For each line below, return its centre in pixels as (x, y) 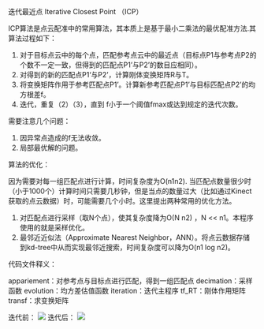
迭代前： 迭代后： (42, 317)
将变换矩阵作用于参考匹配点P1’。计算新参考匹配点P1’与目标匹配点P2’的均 (138, 84)
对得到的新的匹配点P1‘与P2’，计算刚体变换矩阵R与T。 (106, 75)
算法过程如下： (32, 38)
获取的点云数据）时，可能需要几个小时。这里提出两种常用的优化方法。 (122, 201)
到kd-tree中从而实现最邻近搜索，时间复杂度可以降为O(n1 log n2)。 (127, 247)
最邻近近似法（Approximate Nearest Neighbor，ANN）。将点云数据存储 (135, 237)
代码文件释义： (32, 264)
